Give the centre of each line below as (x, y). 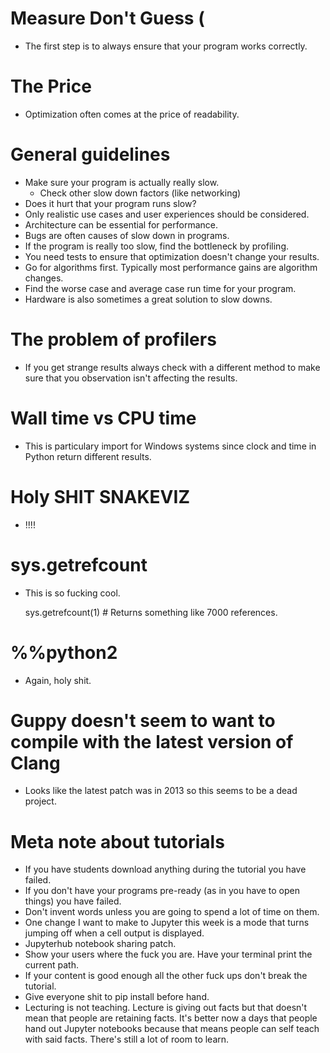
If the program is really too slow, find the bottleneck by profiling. (157, 246)
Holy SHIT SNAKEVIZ (100, 496)
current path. (52, 965)
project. (40, 801)
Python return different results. (88, 456)
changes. (44, 278)
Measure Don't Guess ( (107, 18)
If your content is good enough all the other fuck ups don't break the (166, 976)
